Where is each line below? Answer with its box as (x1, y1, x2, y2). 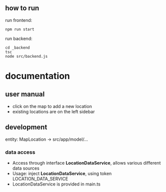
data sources (12, 165, 40, 171)
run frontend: (5, 17, 32, 23)
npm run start (5, 27, 35, 32)
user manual (5, 90, 45, 98)
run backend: (5, 35, 32, 41)
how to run (5, 4, 39, 12)
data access (5, 149, 36, 156)
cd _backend (5, 45, 30, 50)
